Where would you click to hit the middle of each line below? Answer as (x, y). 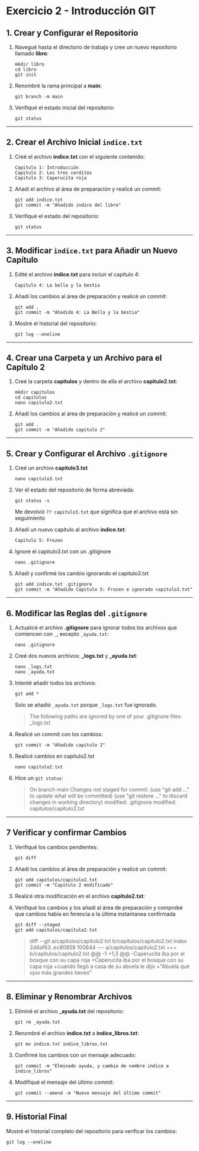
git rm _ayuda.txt (37, 1022)
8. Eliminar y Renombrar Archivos (69, 997)
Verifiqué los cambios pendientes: (56, 847)
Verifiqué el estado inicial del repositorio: (65, 108)
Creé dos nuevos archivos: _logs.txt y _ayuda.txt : (76, 656)
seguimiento (30, 518)
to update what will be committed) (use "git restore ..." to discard (108, 796)
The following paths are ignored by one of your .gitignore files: (106, 717)
